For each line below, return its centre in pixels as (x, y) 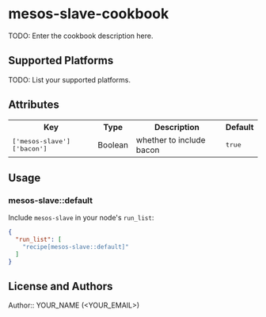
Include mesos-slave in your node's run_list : (81, 218)
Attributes (34, 105)
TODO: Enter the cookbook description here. (81, 36)
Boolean (113, 145)
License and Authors (61, 286)
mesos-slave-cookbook (89, 14)
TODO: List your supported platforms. (70, 79)
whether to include (171, 139)
